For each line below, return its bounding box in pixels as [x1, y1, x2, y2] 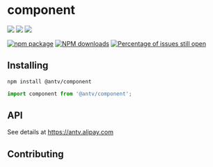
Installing [7, 60, 49, 72]
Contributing [7, 148, 64, 160]
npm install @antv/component [7, 78, 92, 85]
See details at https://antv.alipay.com [7, 128, 113, 136]
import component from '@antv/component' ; [7, 90, 132, 97]
